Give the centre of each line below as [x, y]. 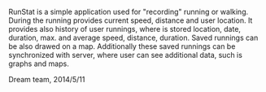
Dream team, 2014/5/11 [47, 79]
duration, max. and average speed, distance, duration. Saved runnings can [133, 37]
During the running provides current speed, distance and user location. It [131, 20]
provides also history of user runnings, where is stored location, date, [125, 29]
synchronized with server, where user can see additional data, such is [125, 55]
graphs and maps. [39, 64]
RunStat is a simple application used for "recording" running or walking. [129, 12]
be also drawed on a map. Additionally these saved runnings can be [122, 46]
